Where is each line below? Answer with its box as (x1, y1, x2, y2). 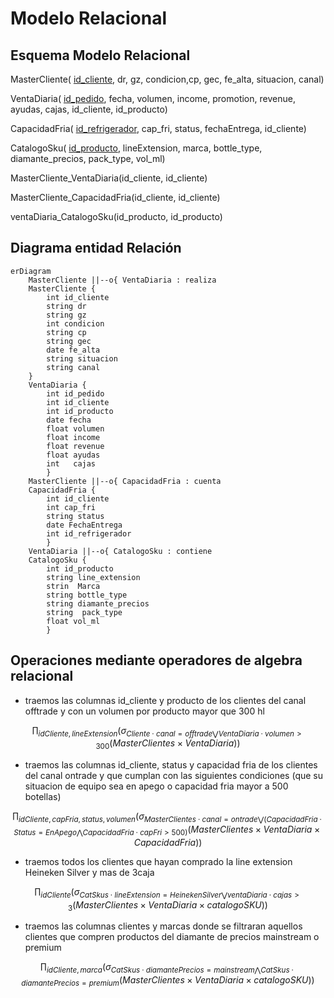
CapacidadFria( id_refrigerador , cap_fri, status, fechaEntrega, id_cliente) (10, 123, 307, 134)
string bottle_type (46, 590, 128, 600)
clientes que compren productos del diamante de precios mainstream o (24, 931, 320, 943)
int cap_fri (46, 502, 97, 512)
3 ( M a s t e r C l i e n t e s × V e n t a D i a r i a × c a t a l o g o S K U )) (68, 898, 268, 913)
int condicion (46, 318, 105, 329)
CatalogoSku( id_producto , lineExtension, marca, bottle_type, (10, 142, 263, 154)
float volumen (46, 423, 105, 434)
